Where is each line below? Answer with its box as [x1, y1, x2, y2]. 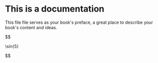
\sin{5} [5, 43, 19, 49]
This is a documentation [5, 3, 105, 15]
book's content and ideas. [5, 24, 57, 30]
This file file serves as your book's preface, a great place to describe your [5, 19, 153, 25]
